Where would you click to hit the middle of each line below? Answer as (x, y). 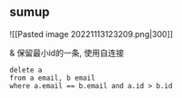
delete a (26, 70)
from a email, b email (52, 78)
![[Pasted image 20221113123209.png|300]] (91, 34)
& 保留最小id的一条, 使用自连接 (67, 53)
